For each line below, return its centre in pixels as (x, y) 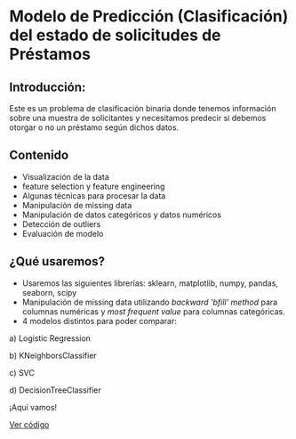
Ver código (29, 424)
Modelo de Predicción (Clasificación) (149, 16)
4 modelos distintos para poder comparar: (100, 321)
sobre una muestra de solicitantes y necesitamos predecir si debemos (138, 118)
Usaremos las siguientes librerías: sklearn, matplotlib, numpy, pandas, (150, 283)
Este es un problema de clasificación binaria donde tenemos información (143, 108)
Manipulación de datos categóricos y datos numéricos (122, 215)
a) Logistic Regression (50, 338)
